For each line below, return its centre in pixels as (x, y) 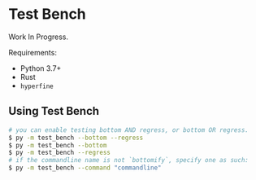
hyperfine (37, 86)
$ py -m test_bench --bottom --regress (76, 138)
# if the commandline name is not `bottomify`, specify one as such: (129, 160)
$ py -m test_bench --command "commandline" (85, 168)
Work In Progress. (39, 37)
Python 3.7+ (41, 68)
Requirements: (33, 52)
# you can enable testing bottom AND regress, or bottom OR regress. (129, 130)
